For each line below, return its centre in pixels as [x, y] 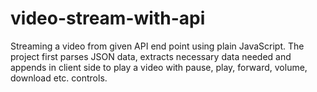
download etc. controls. [59, 78]
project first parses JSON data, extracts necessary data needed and [151, 56]
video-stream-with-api [108, 18]
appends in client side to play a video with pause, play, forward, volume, [159, 67]
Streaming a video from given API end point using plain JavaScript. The [157, 46]
